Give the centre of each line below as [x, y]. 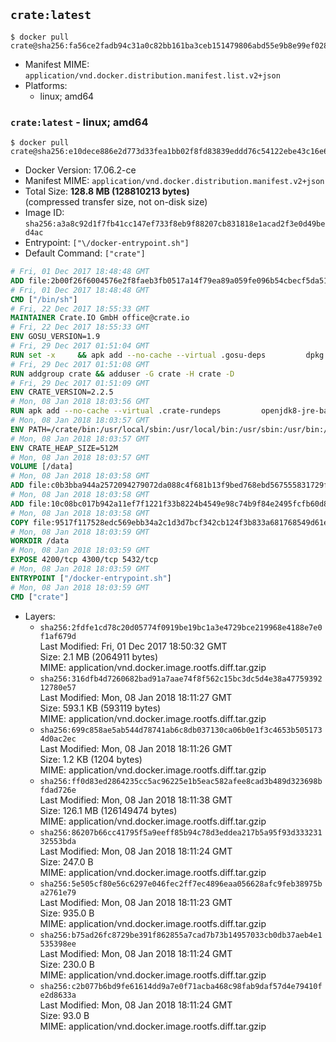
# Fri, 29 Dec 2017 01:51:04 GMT [80, 346]
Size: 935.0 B [67, 913]
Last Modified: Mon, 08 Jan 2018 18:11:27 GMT [136, 697]
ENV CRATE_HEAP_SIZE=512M [64, 448]
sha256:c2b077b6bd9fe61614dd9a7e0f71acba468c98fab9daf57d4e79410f [181, 986]
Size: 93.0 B [64, 1015]
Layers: [40, 616]
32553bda [58, 841]
